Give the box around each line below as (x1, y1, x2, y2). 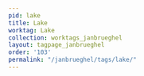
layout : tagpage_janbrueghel (8, 41, 105, 49)
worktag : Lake (8, 26, 56, 34)
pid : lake (8, 11, 41, 20)
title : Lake (8, 19, 48, 27)
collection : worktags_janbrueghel (8, 33, 123, 42)
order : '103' (8, 48, 52, 56)
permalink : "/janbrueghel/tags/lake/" (8, 56, 137, 64)
